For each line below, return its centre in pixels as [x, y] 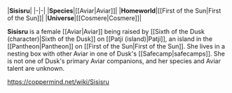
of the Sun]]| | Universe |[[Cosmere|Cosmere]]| [75, 18]
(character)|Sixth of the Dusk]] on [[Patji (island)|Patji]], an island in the [110, 39]
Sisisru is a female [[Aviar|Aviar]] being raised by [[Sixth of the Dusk [106, 32]
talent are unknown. [36, 68]
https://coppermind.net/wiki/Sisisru [59, 82]
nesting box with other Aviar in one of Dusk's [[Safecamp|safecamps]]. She [116, 53]
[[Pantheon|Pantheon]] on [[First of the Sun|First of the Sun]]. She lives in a [116, 46]
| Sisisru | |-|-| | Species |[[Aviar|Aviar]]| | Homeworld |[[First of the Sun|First [114, 11]
